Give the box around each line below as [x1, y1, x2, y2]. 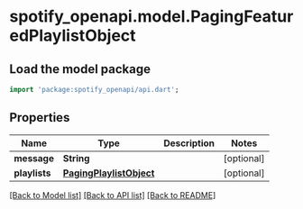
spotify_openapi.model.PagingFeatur [9, 6, 294, 27]
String [62, 151, 90, 164]
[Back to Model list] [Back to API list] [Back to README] [9, 189, 216, 200]
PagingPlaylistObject [62, 167, 155, 179]
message [14, 151, 54, 164]
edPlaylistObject [9, 25, 137, 46]
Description [163, 137, 215, 150]
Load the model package [9, 61, 151, 77]
